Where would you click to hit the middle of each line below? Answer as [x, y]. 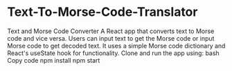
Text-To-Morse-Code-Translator [102, 12]
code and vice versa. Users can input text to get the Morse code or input [111, 38]
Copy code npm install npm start [54, 60]
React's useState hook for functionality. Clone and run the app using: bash [113, 53]
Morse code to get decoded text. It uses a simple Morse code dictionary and [116, 45]
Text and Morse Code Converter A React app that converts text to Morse [111, 31]
